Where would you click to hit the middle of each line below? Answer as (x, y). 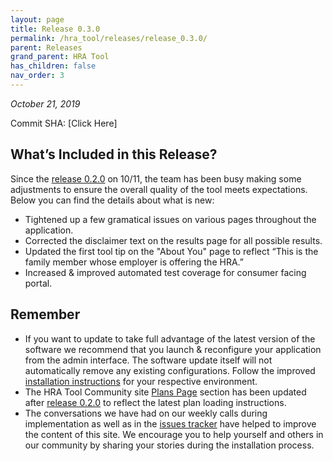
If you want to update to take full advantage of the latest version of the (170, 338)
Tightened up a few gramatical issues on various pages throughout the (170, 219)
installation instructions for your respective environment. (141, 381)
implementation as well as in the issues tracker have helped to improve (170, 423)
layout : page (37, 19)
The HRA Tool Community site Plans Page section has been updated (165, 392)
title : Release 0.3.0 (55, 29)
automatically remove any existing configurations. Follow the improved (170, 370)
